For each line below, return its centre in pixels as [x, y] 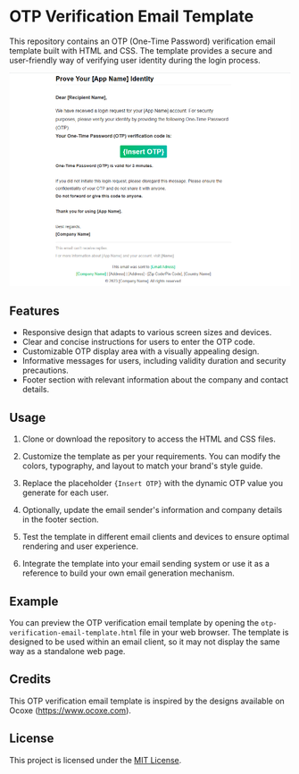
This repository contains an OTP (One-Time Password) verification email [142, 41]
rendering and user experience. [80, 546]
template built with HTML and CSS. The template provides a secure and [141, 50]
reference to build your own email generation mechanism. [128, 573]
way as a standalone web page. [67, 652]
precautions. [45, 370]
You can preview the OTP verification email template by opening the [134, 623]
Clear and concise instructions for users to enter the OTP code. [139, 342]
